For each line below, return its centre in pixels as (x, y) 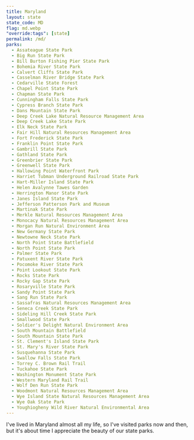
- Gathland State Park (39, 154)
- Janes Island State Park (45, 199)
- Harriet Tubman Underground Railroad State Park (75, 177)
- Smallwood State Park (41, 319)
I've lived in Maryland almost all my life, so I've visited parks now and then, (97, 424)
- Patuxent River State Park (47, 259)
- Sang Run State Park (39, 297)
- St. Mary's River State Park (50, 347)
